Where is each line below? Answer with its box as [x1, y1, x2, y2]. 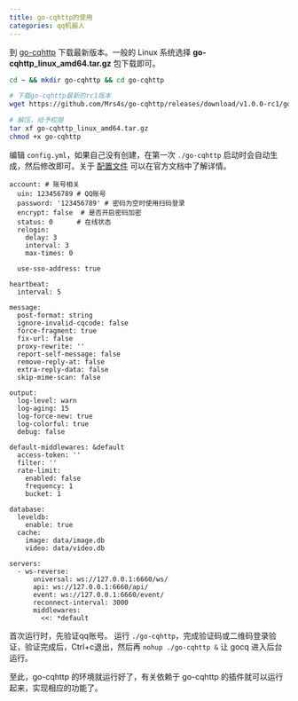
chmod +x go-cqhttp [9, 132, 82, 141]
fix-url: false [17, 334, 74, 343]
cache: [17, 528, 42, 537]
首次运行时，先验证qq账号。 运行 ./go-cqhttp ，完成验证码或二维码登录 [9, 630, 269, 641]
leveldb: [17, 512, 50, 522]
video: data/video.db [25, 543, 105, 553]
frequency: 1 [25, 481, 74, 491]
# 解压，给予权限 [9, 116, 64, 125]
